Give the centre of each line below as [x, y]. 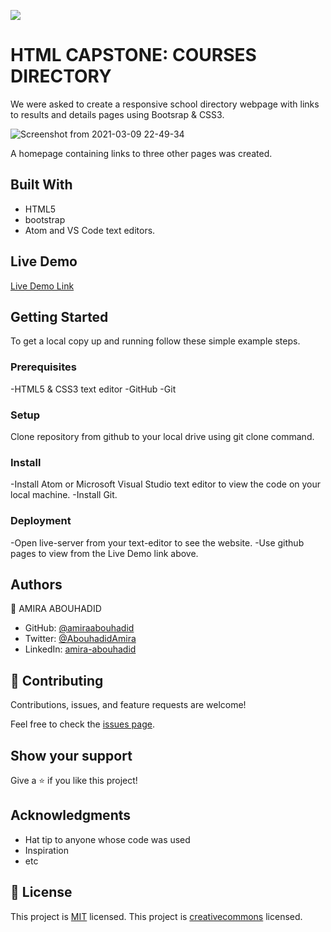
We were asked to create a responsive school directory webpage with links [165, 104]
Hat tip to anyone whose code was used [107, 839]
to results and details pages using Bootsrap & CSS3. [117, 114]
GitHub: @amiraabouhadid [79, 628]
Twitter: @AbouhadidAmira [80, 639]
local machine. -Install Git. [64, 495]
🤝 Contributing [57, 680]
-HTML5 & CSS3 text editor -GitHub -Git [93, 389]
